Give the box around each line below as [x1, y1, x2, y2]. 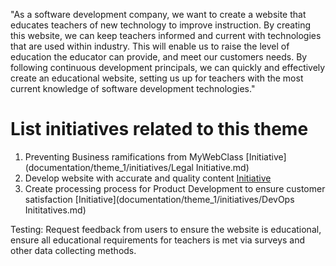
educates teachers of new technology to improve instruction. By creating [10, 19, 312, 31]
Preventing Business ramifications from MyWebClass [24, 150, 244, 163]
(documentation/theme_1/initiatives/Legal [24, 161, 194, 173]
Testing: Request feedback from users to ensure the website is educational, [10, 223, 322, 235]
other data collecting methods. [10, 244, 137, 256]
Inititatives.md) [24, 204, 87, 216]
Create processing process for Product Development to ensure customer [24, 182, 326, 194]
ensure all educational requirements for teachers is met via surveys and [10, 234, 306, 246]
